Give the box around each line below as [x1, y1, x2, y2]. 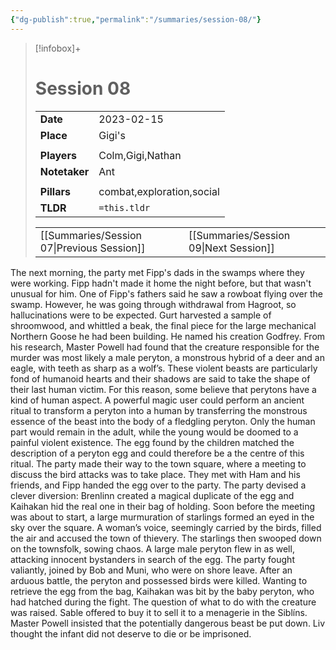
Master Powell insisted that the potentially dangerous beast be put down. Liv [10, 617, 326, 629]
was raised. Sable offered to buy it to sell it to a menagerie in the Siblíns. [10, 606, 308, 618]
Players [39, 148, 77, 162]
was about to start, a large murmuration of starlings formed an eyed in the [10, 511, 315, 523]
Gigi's [98, 128, 126, 142]
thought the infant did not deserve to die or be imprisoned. [10, 627, 252, 640]
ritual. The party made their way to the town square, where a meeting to [10, 457, 307, 470]
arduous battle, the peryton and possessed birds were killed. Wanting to [10, 574, 308, 586]
